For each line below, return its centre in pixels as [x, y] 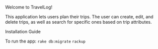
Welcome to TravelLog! [29, 7]
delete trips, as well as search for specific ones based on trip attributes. [79, 22]
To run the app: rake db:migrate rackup [45, 41]
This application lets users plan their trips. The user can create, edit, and [79, 17]
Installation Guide [23, 31]
